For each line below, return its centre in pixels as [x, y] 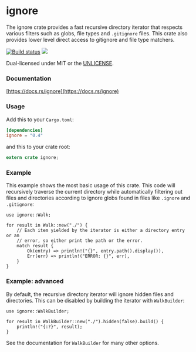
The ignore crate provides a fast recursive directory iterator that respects [94, 27]
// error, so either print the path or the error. [80, 241]
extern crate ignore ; [33, 158]
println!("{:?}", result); [50, 327]
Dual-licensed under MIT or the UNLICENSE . [60, 63]
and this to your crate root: [38, 147]
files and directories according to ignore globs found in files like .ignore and [98, 198]
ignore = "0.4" [25, 136]
